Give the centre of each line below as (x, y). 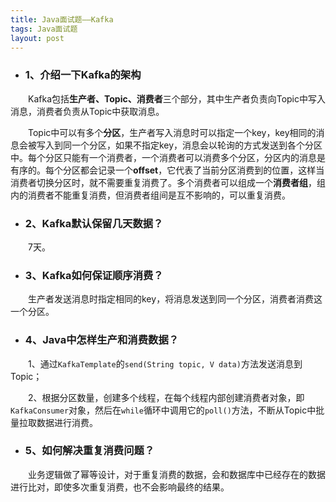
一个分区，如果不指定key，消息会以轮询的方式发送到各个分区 (197, 145)
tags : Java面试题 (44, 29)
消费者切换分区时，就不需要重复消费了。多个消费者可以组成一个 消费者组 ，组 (168, 182)
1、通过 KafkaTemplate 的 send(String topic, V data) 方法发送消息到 (165, 363)
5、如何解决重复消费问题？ (89, 451)
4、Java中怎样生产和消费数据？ (102, 340)
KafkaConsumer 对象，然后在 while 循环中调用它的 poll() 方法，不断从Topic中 (163, 410)
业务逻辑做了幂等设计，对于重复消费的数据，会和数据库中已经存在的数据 (176, 474)
